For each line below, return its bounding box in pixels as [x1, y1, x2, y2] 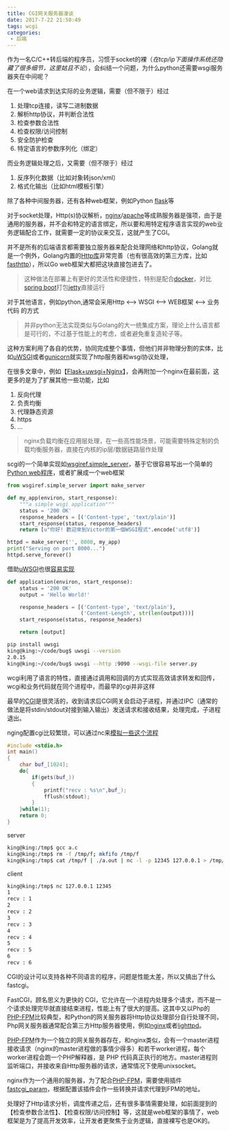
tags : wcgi [7, 23, 38, 29]
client [7, 869, 23, 878]
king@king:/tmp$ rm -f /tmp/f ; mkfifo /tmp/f [7, 850, 139, 857]
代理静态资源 [16, 407, 53, 416]
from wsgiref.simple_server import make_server [7, 482, 146, 489]
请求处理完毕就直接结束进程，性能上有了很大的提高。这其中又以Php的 [12, 1004, 210, 1012]
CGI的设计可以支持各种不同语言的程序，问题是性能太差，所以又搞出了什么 [7, 972, 216, 981]
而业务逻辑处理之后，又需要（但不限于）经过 [7, 159, 133, 167]
